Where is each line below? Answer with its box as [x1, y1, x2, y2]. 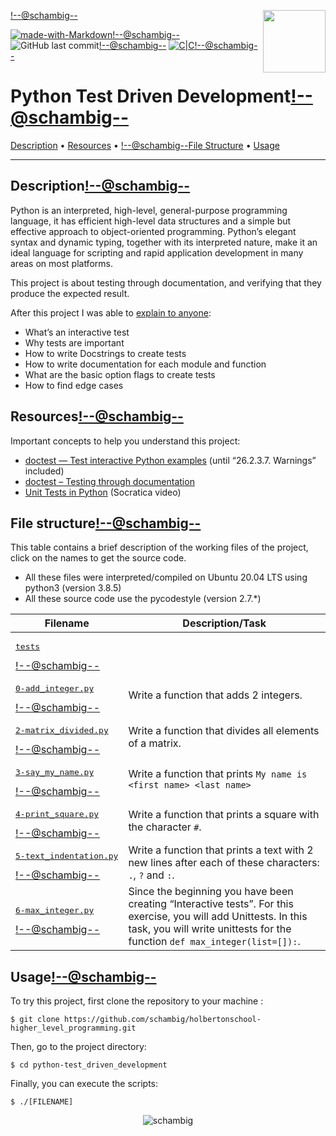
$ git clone [10, 1015, 60, 1025]
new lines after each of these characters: [128, 855, 320, 869]
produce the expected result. [10, 287, 130, 299]
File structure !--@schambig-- [10, 515, 202, 532]
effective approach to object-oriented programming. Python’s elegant [10, 225, 297, 237]
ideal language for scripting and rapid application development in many [10, 246, 304, 259]
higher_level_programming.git [10, 1023, 137, 1034]
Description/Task [182, 616, 267, 630]
